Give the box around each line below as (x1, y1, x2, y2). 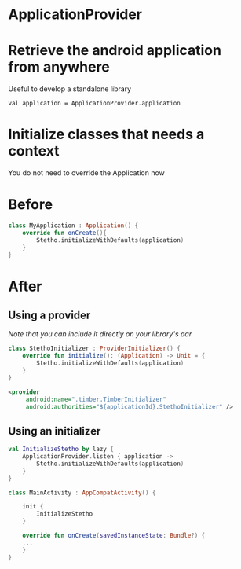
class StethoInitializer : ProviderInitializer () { (8, 344, 181, 353)
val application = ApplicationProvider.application (8, 100, 181, 108)
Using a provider (8, 308, 91, 321)
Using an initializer (8, 424, 101, 438)
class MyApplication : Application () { (8, 222, 139, 229)
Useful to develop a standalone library (8, 84, 132, 94)
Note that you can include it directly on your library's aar (8, 329, 192, 339)
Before (8, 196, 53, 214)
